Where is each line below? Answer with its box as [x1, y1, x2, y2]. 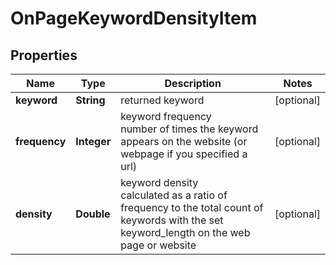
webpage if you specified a [120, 147, 248, 161]
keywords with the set [120, 213, 224, 227]
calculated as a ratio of [120, 188, 228, 202]
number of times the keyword [120, 122, 259, 136]
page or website [120, 238, 197, 252]
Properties [10, 47, 78, 64]
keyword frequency [120, 110, 212, 123]
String [75, 93, 106, 107]
